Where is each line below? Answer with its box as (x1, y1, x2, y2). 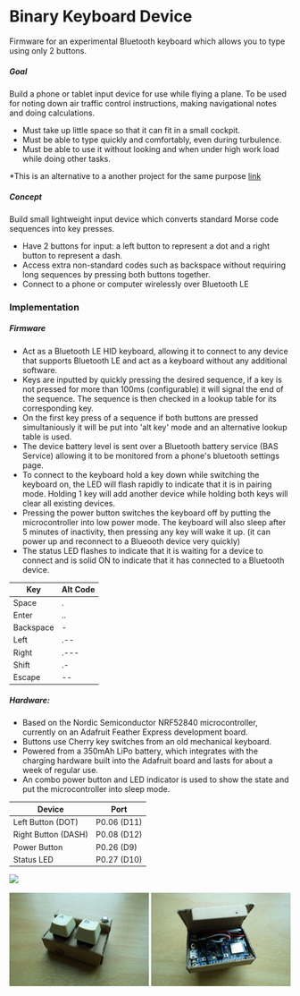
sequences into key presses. (9, 223, 114, 234)
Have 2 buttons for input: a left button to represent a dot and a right (21, 240, 271, 251)
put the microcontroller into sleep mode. (21, 784, 171, 795)
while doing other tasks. (21, 153, 112, 164)
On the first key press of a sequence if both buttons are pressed (21, 412, 259, 422)
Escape (12, 672, 41, 683)
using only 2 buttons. (9, 45, 87, 55)
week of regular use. (21, 765, 98, 776)
